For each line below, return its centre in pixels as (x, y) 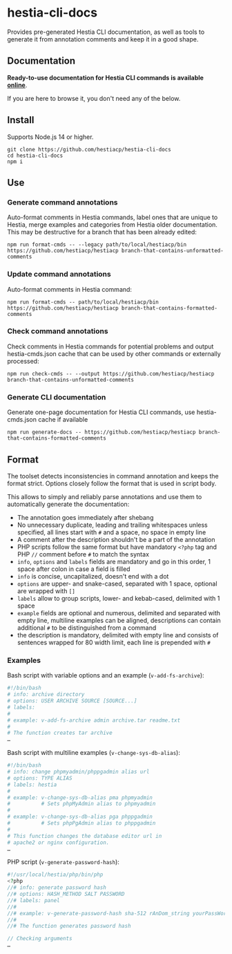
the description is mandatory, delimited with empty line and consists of (118, 635)
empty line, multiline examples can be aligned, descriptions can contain (119, 620)
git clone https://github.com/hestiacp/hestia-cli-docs (89, 149)
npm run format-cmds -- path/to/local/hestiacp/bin (83, 302)
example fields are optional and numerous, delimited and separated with (119, 612)
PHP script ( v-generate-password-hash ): (63, 862)
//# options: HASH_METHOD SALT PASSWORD (66, 894)
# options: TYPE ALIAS (40, 778)
